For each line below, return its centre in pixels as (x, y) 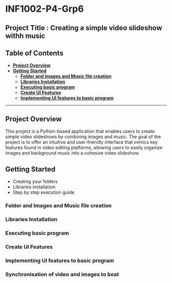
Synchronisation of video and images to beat (62, 274)
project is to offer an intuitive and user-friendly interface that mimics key (81, 142)
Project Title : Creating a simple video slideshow (84, 28)
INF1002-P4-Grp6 (45, 9)
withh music (25, 36)
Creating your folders (35, 182)
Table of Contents (35, 53)
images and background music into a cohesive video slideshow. (72, 153)
